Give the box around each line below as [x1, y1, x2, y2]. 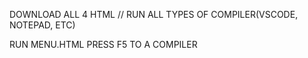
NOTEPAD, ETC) [9, 19, 76, 31]
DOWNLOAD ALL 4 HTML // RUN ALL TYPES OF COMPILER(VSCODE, [9, 9, 299, 20]
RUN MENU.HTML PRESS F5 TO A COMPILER [9, 39, 198, 50]
